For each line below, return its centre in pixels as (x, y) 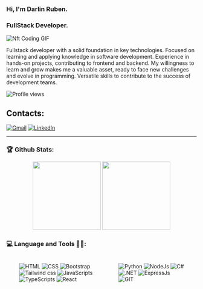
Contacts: (25, 113)
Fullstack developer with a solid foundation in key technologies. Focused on (101, 50)
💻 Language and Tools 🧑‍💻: (46, 244)
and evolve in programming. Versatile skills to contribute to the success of (98, 76)
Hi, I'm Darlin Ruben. (37, 9)
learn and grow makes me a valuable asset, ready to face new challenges (98, 70)
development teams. (32, 82)
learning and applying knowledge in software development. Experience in (98, 57)
